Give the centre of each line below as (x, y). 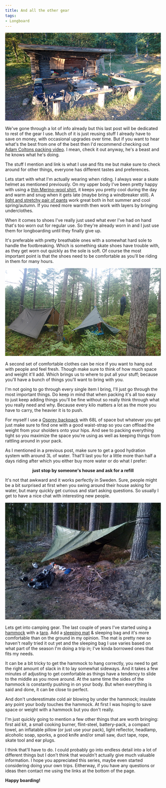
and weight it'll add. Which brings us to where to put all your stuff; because (82, 374)
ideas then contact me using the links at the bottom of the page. (70, 771)
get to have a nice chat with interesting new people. (58, 496)
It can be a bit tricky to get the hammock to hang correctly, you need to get (82, 663)
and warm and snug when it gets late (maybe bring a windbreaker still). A (80, 195)
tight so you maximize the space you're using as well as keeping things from (83, 436)
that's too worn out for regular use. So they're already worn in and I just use (82, 225)
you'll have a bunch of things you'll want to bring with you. (65, 379)
